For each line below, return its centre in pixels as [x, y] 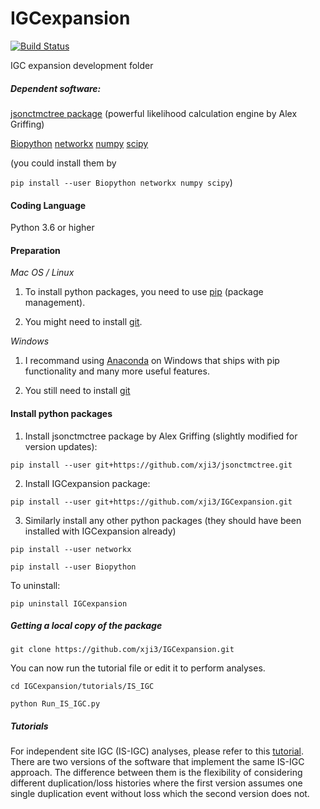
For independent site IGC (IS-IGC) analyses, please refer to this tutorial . [157, 751]
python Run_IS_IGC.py [55, 704]
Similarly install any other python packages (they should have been [163, 520]
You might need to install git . [83, 322]
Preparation [35, 250]
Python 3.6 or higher [52, 228]
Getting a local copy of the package [86, 626]
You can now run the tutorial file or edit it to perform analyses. [138, 668]
